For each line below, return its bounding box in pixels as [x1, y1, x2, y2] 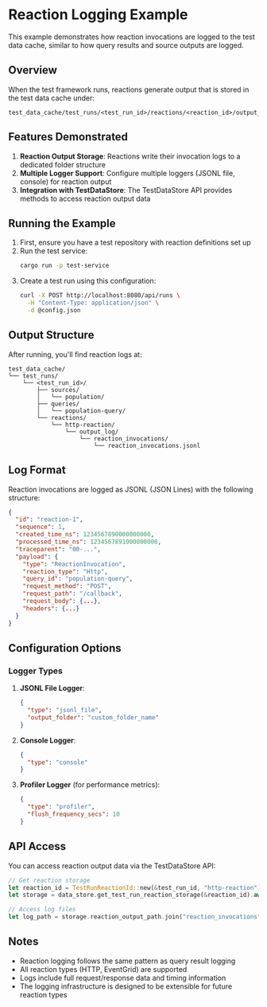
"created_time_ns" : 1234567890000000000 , [15, 531, 155, 539]
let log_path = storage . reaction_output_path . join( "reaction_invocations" [8, 913, 261, 921]
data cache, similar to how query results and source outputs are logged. [8, 40, 244, 49]
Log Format [8, 464, 66, 477]
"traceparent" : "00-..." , [15, 545, 102, 553]
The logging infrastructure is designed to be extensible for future [19, 982, 233, 991]
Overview [8, 64, 58, 77]
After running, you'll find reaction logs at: [8, 349, 142, 359]
